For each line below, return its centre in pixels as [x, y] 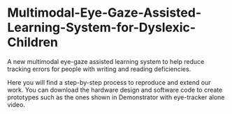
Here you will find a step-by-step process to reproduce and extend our [109, 82]
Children [32, 42]
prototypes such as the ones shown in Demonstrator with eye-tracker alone [116, 97]
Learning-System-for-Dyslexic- [102, 27]
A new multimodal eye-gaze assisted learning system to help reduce [106, 61]
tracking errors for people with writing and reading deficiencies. [99, 69]
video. [16, 104]
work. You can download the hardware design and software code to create [115, 90]
